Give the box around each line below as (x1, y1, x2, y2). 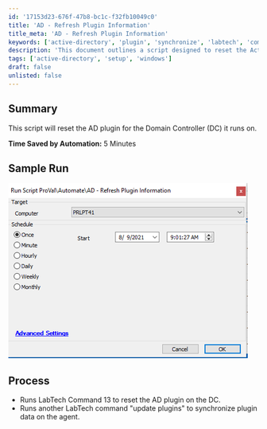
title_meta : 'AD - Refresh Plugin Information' (8, 29, 169, 37)
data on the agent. (19, 412, 80, 422)
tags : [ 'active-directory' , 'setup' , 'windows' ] (8, 55, 172, 63)
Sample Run (8, 162, 69, 175)
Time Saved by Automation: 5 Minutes (8, 138, 137, 148)
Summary (8, 102, 58, 115)
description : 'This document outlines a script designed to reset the (8, 46, 247, 55)
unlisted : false (8, 72, 62, 80)
